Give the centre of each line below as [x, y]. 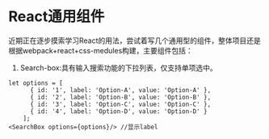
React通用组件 [57, 17]
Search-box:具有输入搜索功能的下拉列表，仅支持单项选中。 [119, 67]
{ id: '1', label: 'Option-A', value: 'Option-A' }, [120, 90]
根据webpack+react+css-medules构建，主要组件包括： [101, 50]
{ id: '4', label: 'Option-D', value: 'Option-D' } [118, 111]
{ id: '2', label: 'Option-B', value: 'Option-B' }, [120, 97]
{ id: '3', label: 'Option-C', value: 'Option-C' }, [120, 104]
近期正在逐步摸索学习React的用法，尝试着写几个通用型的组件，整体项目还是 [134, 40]
